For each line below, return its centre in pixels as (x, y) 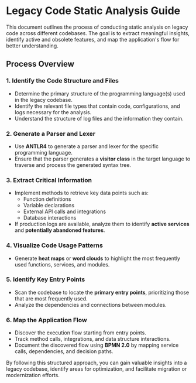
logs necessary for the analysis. (53, 112)
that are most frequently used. (51, 298)
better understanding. (32, 46)
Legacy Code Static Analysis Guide (93, 11)
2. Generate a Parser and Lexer (51, 134)
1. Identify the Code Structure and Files (62, 81)
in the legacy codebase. (44, 100)
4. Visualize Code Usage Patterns (55, 245)
